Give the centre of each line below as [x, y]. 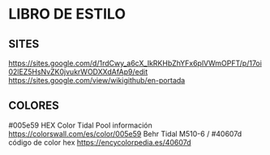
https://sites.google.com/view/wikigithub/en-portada [97, 80]
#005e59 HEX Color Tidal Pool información [80, 125]
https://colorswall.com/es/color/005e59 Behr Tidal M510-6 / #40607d [125, 133]
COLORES [34, 106]
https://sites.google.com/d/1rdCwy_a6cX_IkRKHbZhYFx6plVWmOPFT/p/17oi [135, 63]
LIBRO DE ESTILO [67, 14]
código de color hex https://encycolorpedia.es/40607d [100, 142]
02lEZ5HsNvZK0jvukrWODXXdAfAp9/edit [78, 72]
